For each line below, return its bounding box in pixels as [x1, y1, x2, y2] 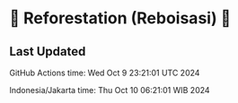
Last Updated [9, 44, 86, 59]
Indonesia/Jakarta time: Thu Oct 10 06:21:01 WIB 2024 [9, 85, 210, 95]
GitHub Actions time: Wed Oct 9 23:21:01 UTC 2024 [9, 67, 200, 78]
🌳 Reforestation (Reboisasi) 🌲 [9, 8, 232, 29]
